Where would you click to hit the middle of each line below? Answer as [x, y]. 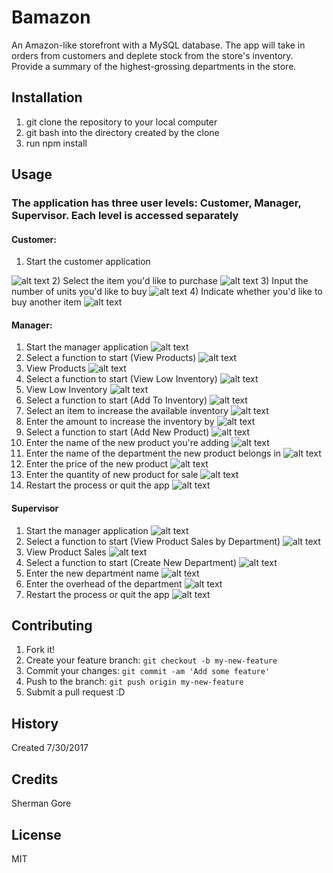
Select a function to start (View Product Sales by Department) [153, 541]
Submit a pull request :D [75, 692]
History [35, 723]
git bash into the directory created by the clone [122, 132]
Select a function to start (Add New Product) [117, 432]
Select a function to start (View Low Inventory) [121, 379]
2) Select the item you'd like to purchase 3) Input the [180, 281]
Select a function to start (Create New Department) [131, 562]
